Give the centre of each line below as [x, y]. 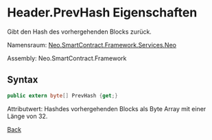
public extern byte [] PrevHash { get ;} [62, 95]
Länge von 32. [27, 116]
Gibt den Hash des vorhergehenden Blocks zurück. [80, 32]
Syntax [23, 80]
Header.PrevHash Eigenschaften [102, 13]
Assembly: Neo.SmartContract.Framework [67, 58]
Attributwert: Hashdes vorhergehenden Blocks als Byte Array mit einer [107, 108]
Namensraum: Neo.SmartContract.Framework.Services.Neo [92, 45]
